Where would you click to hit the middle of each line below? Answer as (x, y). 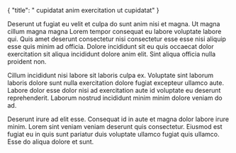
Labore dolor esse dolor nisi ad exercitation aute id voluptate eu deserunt (114, 90)
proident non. (27, 62)
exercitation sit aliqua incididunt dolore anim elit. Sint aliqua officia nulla (112, 54)
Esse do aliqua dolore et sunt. (51, 142)
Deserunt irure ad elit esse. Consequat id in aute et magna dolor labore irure (118, 119)
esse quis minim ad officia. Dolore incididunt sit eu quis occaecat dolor (111, 46)
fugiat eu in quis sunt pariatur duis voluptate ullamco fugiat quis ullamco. (113, 134)
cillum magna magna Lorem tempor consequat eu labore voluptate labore (114, 32)
